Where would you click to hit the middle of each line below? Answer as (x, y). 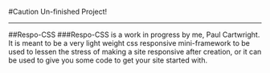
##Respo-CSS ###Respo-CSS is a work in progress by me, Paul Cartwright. (134, 34)
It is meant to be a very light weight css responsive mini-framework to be (129, 43)
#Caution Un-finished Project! (58, 12)
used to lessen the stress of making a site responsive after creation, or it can (135, 52)
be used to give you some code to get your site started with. (108, 60)
